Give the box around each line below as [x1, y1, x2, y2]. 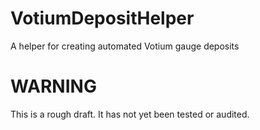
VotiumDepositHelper [10, 7, 195, 30]
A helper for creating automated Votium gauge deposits [10, 40, 240, 52]
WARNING [10, 75, 97, 98]
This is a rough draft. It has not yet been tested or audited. [10, 108, 250, 120]
